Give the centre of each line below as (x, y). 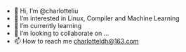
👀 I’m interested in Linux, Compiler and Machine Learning (97, 18)
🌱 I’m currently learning (48, 26)
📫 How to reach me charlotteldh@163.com (76, 41)
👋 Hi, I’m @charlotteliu (46, 11)
